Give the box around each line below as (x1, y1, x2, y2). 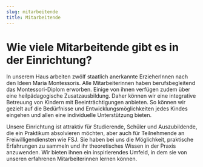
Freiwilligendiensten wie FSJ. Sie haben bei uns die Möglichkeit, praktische (6, 136, 194, 143)
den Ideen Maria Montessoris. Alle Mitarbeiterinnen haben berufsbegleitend (6, 80, 196, 87)
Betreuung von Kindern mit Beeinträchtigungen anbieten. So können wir (6, 99, 186, 106)
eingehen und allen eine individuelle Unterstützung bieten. (6, 112, 152, 119)
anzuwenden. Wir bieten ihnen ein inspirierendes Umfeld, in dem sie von (6, 149, 187, 156)
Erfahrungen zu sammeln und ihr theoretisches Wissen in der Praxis (6, 142, 176, 150)
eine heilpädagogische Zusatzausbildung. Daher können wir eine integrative (6, 92, 196, 99)
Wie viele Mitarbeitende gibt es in (6, 40, 179, 54)
